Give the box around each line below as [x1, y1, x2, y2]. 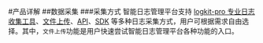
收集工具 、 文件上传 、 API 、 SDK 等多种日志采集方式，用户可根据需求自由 [8, 16, 243, 26]
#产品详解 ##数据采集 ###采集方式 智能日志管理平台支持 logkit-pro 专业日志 [8, 7, 256, 16]
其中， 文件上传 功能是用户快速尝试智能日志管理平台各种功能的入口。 [21, 27, 239, 35]
